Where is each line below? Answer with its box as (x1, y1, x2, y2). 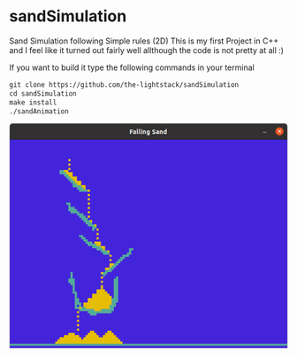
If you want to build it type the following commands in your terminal (9, 62, 255, 73)
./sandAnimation (9, 106, 69, 116)
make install (9, 97, 57, 107)
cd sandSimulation (9, 89, 77, 98)
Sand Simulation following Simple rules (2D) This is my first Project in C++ (9, 35, 279, 46)
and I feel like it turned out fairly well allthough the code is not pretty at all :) (9, 44, 285, 55)
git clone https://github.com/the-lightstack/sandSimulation (9, 80, 240, 89)
